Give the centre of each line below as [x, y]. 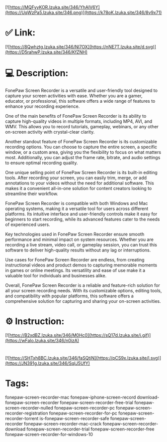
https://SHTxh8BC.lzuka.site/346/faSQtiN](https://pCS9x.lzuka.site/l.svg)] [85, 358]
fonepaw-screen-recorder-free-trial [96, 402]
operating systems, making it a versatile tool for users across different [77, 209]
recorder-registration [27, 413]
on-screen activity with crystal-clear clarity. [50, 132]
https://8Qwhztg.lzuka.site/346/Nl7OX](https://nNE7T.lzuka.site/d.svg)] [83, 46]
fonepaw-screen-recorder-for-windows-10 [49, 434]
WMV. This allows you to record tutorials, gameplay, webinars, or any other [82, 126]
